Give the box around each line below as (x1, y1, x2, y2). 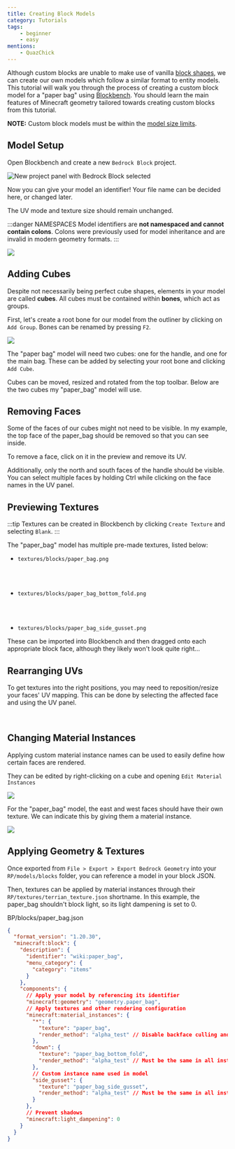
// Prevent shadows (25, 1109, 83, 1117)
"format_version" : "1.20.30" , (13, 933, 101, 940)
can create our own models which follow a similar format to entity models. (7, 76, 220, 84)
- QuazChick (20, 50, 55, 57)
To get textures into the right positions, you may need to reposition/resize (7, 683, 219, 692)
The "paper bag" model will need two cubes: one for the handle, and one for (7, 349, 227, 358)
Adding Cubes (7, 268, 71, 280)
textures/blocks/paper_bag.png (17, 556, 109, 563)
